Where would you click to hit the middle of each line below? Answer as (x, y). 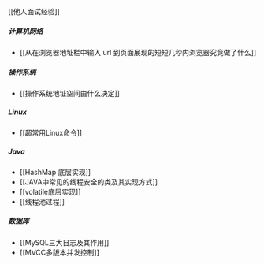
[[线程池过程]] (42, 201)
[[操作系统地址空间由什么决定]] (70, 93)
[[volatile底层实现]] (50, 191)
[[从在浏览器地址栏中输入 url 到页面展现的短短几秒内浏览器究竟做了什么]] (138, 52)
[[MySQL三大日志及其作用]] (64, 242)
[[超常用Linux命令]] (51, 132)
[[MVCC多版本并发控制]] (59, 252)
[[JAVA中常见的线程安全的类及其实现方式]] (89, 182)
